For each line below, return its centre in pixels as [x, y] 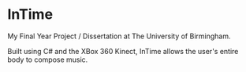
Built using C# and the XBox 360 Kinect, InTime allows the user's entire [123, 51]
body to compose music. [48, 59]
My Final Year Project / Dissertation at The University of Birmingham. [119, 36]
